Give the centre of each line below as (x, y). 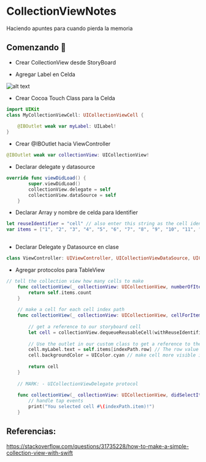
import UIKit (23, 109)
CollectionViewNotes (61, 11)
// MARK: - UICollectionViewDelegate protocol (78, 384)
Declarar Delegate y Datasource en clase (67, 247)
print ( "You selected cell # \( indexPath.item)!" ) (92, 407)
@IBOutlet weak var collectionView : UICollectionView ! (78, 155)
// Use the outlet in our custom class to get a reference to (109, 344)
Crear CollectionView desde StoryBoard (66, 62)
